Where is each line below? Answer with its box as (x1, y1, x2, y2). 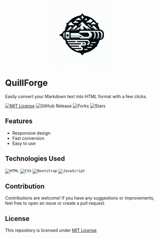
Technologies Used (5, 155, 65, 163)
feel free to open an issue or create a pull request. (5, 200, 106, 206)
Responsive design (12, 130, 51, 136)
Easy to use (12, 140, 36, 146)
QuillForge (5, 78, 48, 89)
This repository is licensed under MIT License (5, 227, 97, 233)
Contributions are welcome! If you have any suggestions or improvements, (5, 195, 155, 201)
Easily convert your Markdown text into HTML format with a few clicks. (5, 93, 147, 99)
